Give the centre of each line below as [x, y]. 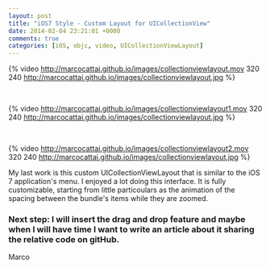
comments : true [34, 38]
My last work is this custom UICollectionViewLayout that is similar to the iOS [134, 173]
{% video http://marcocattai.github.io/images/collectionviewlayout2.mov [129, 149]
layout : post [30, 16]
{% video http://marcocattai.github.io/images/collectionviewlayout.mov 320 [134, 69]
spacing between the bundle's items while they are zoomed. [108, 199]
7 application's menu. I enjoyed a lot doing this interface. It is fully [117, 182]
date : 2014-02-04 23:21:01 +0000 [64, 31]
